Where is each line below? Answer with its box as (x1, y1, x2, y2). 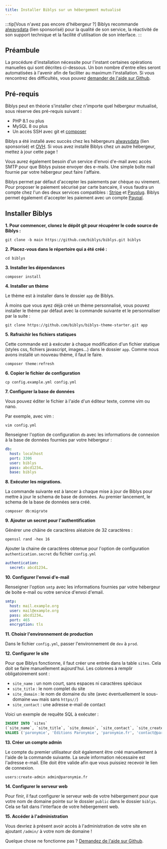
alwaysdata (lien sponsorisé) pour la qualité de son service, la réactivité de (5, 26, 159, 32)
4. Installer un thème (5, 283, 49, 289)
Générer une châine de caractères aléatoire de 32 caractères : (5, 527, 133, 533)
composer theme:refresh (5, 362, 55, 367)
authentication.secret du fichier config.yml (5, 551, 96, 557)
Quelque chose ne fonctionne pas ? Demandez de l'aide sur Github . (5, 838, 144, 844)
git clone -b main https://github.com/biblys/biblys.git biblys (5, 238, 141, 243)
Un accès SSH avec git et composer (12, 128, 87, 135)
